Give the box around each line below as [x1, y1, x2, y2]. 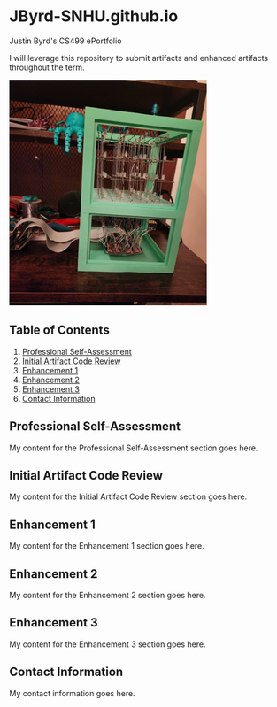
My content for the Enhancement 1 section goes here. [9, 541, 205, 551]
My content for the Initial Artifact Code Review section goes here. [9, 491, 248, 502]
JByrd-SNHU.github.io [9, 6, 179, 27]
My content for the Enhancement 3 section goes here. [9, 639, 206, 649]
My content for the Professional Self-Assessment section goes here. [9, 442, 258, 453]
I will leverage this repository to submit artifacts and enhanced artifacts [9, 52, 269, 63]
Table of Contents [9, 323, 111, 338]
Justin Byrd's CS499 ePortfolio [9, 35, 122, 46]
